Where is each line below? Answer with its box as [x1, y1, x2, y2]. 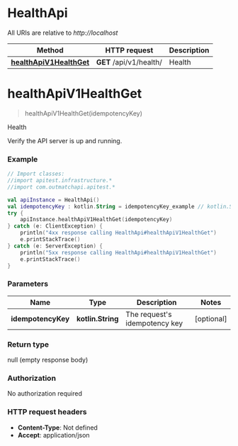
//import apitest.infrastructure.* [7, 177, 113, 184]
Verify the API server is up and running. [7, 136, 123, 145]
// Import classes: [7, 170, 65, 178]
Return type [7, 339, 50, 349]
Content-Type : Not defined [17, 423, 98, 432]
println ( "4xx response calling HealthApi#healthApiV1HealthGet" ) [20, 229, 217, 237]
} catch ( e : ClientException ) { [7, 223, 103, 230]
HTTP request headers [7, 407, 87, 417]
